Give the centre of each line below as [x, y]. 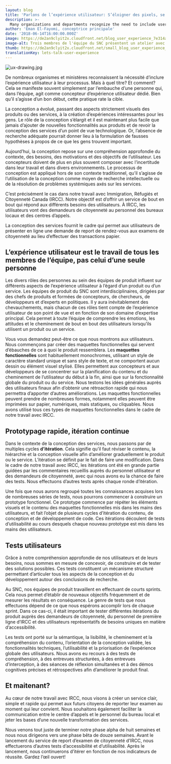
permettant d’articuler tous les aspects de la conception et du [70, 574]
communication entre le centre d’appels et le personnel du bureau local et [83, 714]
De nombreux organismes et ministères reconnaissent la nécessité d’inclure [85, 77]
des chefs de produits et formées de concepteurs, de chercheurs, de [78, 297]
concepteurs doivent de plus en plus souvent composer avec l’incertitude [82, 162]
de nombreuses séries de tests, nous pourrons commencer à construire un [84, 497]
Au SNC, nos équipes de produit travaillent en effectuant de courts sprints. [83, 589]
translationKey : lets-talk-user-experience [52, 53]
